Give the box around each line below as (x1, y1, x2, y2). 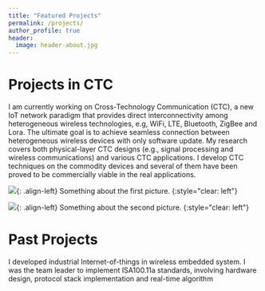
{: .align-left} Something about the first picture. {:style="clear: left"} (16, 187, 238, 196)
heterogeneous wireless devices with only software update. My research (8, 136, 247, 146)
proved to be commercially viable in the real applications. (8, 170, 196, 179)
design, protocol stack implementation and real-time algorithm (8, 274, 214, 283)
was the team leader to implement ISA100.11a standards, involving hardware (8, 265, 257, 275)
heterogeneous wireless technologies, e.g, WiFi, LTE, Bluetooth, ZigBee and (8, 119, 258, 128)
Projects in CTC (8, 76, 114, 94)
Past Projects (8, 230, 98, 249)
